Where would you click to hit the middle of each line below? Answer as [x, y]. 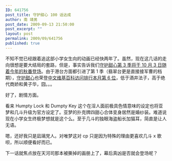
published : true [23, 43]
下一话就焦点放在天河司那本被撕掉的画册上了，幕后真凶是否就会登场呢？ [81, 153]
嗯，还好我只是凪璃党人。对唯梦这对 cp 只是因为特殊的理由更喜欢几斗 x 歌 [83, 135]
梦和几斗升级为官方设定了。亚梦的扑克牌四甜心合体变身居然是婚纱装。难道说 [86, 112]
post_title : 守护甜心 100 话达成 [38, 15]
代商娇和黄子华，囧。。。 [30, 84]
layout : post [19, 34]
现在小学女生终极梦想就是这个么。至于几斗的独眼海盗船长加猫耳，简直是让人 [86, 119]
